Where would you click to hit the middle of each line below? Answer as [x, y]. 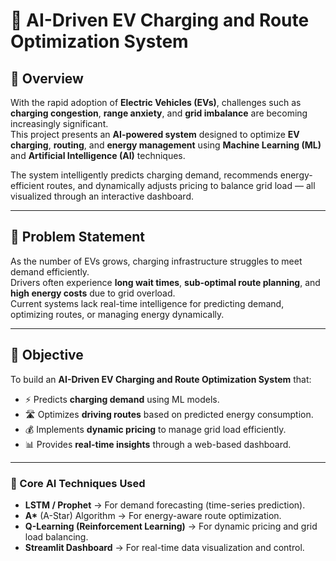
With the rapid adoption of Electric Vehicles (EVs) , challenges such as [156, 102]
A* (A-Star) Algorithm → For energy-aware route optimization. [153, 515]
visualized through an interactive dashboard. [102, 196]
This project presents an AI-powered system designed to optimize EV [155, 134]
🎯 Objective [47, 355]
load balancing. [56, 536]
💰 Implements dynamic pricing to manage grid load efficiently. [155, 429]
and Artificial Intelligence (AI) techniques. [98, 155]
